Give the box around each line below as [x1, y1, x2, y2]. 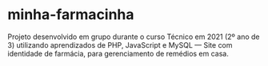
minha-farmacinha [7, 6, 134, 24]
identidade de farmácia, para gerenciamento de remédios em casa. [7, 49, 230, 58]
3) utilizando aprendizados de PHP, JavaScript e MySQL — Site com [7, 40, 233, 49]
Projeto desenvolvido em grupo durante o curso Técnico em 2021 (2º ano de [7, 32, 260, 41]
